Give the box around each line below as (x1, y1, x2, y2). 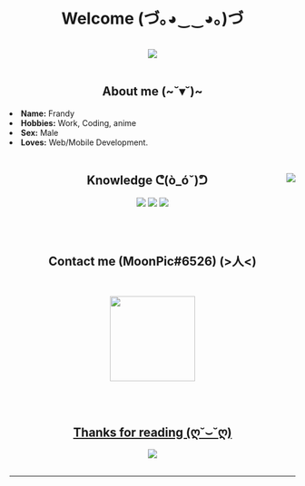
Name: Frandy (21, 108, 75, 119)
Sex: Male (21, 127, 59, 138)
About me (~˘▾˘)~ (102, 83, 203, 100)
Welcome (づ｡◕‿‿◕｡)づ (61, 8, 244, 29)
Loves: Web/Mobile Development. (21, 137, 148, 148)
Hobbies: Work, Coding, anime (21, 117, 137, 128)
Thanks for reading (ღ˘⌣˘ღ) (73, 424, 232, 440)
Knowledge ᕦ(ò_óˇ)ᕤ (86, 173, 208, 189)
